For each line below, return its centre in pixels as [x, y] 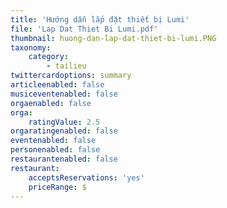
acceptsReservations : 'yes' [86, 177]
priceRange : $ [57, 187]
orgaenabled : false [51, 103]
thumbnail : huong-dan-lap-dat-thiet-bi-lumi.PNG [113, 38]
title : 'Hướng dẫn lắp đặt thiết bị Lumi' [100, 19]
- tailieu [66, 66]
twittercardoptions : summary [71, 76]
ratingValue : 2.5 [64, 122]
